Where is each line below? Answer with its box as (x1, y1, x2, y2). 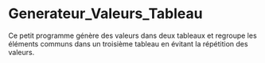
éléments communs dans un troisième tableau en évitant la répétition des (8, 39, 248, 48)
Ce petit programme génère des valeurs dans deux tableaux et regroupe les (8, 31, 257, 40)
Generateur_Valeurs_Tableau (8, 5, 203, 23)
